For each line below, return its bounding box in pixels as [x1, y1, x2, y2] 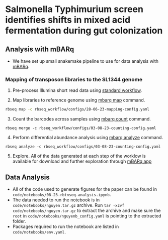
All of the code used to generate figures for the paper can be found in [12, 186, 157, 192]
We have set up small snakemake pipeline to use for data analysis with [12, 58, 159, 64]
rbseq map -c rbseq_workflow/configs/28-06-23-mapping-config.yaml [5, 107, 150, 112]
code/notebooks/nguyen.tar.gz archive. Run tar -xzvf [12, 202, 125, 208]
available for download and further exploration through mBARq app [12, 158, 152, 164]
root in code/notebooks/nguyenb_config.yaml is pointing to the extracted [12, 212, 161, 219]
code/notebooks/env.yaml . [12, 228, 66, 234]
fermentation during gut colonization [5, 25, 163, 36]
